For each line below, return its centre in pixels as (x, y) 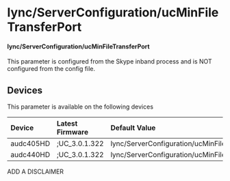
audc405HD (30, 143)
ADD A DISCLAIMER (35, 171)
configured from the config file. (51, 69)
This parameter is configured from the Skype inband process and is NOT (110, 61)
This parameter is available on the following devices (80, 107)
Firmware (73, 133)
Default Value (133, 128)
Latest (67, 124)
